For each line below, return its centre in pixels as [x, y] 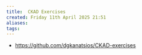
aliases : [17, 23]
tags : [13, 28]
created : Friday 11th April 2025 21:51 [56, 17]
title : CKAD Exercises [36, 12]
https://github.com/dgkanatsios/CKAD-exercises [76, 45]
